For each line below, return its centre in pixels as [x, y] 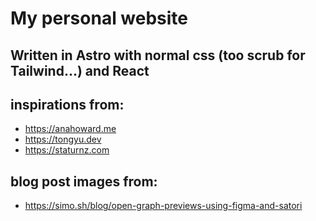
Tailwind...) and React [80, 70]
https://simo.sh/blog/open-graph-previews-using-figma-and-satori [163, 206]
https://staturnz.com [67, 150]
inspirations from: [67, 104]
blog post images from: [84, 181]
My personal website [99, 18]
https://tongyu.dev [63, 139]
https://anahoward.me [70, 129]
